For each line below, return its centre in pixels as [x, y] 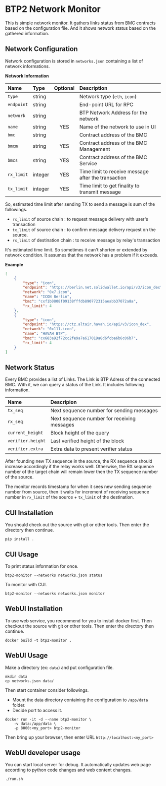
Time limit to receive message [114, 171]
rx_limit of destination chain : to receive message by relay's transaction [86, 240]
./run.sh [14, 779]
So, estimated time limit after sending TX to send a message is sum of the [80, 204]
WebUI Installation [34, 609]
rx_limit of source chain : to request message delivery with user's [80, 219]
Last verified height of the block [87, 441]
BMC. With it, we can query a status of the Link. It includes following [75, 385]
